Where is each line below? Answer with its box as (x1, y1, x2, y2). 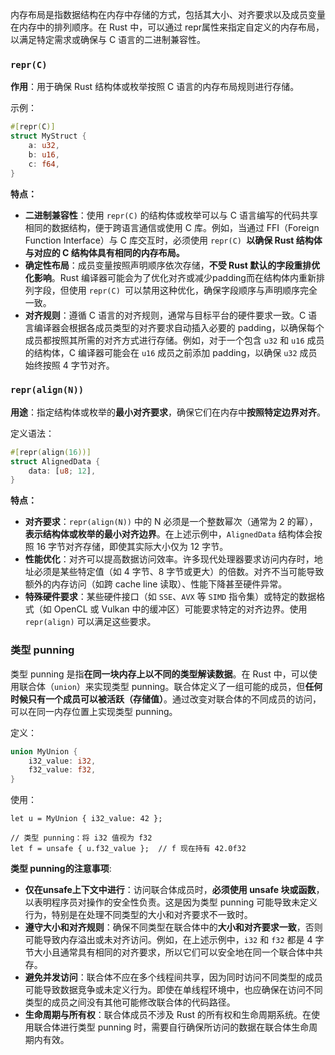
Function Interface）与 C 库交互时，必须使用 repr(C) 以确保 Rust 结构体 (24, 234, 323, 246)
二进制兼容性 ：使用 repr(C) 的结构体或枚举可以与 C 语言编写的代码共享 (24, 209, 318, 221)
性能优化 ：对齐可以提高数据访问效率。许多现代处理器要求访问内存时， (24, 553, 315, 565)
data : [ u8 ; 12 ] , (28, 466, 97, 476)
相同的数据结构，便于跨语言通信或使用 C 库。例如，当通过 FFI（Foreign (24, 221, 320, 233)
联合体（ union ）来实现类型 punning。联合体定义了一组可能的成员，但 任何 (18, 680, 323, 692)
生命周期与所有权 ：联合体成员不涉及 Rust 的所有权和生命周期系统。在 (24, 1009, 312, 1021)
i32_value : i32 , (28, 756, 97, 766)
